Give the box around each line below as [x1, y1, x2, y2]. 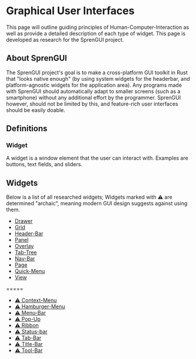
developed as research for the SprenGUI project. [6, 36, 124, 43]
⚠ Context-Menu [14, 297, 57, 304]
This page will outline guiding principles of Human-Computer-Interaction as [6, 24, 190, 31]
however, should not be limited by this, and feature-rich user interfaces [6, 100, 178, 107]
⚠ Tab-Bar [14, 334, 42, 341]
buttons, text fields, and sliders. [6, 161, 82, 168]
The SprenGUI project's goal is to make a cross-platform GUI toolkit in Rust [6, 69, 188, 76]
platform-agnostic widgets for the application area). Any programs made [6, 81, 182, 88]
